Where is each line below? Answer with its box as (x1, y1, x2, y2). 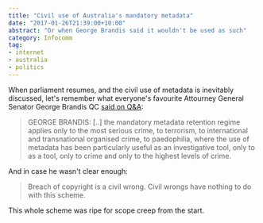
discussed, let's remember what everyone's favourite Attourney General (8, 93, 244, 103)
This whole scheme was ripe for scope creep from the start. (8, 206, 205, 215)
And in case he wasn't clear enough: (8, 166, 129, 175)
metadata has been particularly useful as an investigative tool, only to (27, 142, 256, 152)
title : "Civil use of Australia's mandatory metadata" (8, 11, 194, 20)
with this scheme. (27, 190, 86, 199)
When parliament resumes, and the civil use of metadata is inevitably (8, 85, 234, 94)
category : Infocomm (8, 33, 73, 42)
